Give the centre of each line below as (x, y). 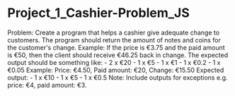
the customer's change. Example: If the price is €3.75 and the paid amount (116, 47)
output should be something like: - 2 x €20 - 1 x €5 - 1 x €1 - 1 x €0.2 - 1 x (114, 62)
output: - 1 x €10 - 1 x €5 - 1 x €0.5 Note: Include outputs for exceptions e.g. (117, 77)
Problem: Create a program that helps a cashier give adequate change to (114, 32)
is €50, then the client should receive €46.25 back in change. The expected (118, 55)
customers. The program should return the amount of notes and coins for (114, 40)
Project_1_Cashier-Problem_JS (98, 13)
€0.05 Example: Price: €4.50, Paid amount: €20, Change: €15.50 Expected (116, 70)
